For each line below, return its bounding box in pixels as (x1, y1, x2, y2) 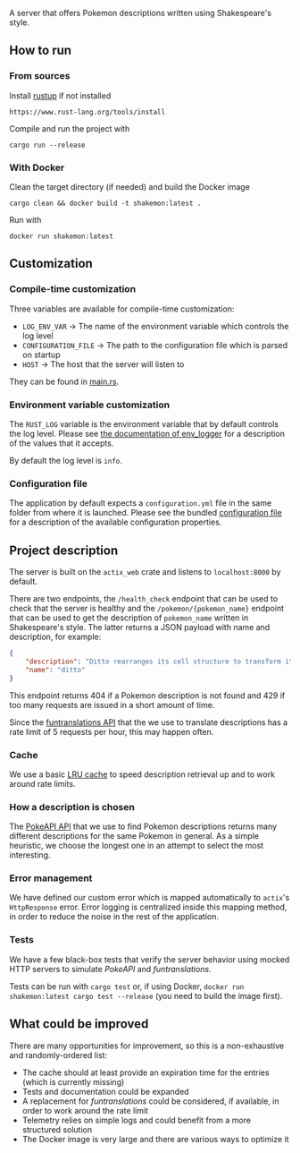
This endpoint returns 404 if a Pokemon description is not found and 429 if (9, 689, 286, 701)
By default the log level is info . (9, 455, 122, 465)
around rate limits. (9, 778, 76, 789)
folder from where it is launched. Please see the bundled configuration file (9, 508, 283, 518)
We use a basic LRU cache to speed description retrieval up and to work (9, 769, 275, 780)
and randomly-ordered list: (9, 1049, 108, 1060)
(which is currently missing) (21, 1076, 125, 1087)
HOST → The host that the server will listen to (21, 358, 185, 370)
